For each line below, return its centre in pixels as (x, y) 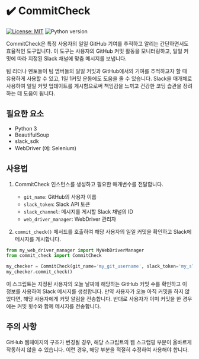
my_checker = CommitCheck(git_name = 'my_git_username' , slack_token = (92, 266)
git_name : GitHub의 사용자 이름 (60, 196)
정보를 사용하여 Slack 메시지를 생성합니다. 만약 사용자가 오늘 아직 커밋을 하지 (95, 291)
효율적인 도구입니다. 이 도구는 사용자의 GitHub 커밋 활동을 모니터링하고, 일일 (94, 51)
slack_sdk (27, 141)
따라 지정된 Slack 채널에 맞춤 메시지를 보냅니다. (72, 58)
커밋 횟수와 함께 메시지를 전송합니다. (59, 306)
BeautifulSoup (32, 135)
